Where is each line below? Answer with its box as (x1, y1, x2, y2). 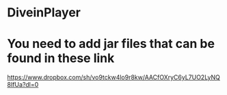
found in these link (7, 51, 115, 66)
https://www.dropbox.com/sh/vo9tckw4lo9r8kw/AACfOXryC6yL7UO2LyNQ (7, 73, 221, 81)
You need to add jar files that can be (7, 36, 215, 52)
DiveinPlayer (7, 5, 81, 21)
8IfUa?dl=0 (7, 81, 39, 89)
